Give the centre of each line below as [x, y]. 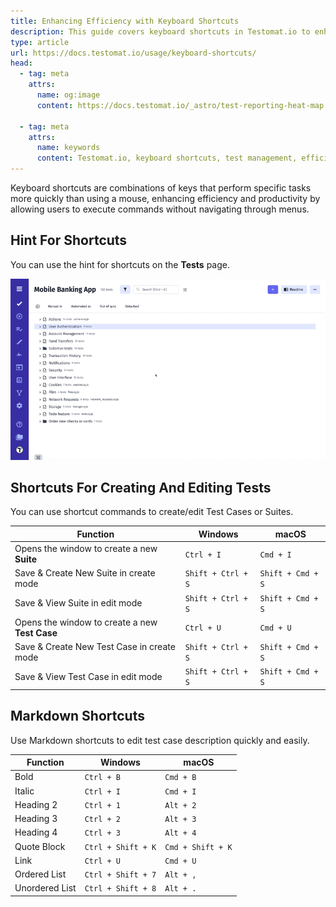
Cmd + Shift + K [198, 847]
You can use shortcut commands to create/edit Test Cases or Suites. [152, 512]
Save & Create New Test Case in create [95, 647]
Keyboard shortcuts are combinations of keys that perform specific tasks [161, 188]
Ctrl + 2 [102, 820]
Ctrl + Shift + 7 [120, 875]
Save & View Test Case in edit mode [88, 676]
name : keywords [68, 148]
